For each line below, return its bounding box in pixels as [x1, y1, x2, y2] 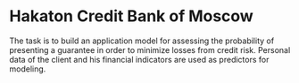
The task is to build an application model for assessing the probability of [9, 35, 275, 46]
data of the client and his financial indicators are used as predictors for [9, 54, 270, 64]
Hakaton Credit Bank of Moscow [9, 6, 254, 26]
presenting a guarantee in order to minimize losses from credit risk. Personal [9, 44, 291, 55]
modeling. [9, 64, 46, 74]
